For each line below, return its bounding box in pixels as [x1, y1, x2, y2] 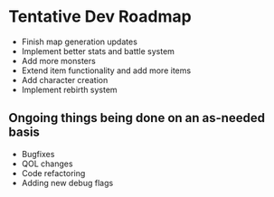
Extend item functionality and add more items [21, 65, 192, 76]
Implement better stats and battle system [21, 45, 175, 56]
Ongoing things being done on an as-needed [8, 110, 266, 126]
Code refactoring [21, 167, 86, 178]
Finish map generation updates [21, 36, 137, 47]
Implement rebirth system [21, 84, 118, 95]
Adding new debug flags [21, 177, 114, 188]
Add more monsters [21, 55, 96, 66]
